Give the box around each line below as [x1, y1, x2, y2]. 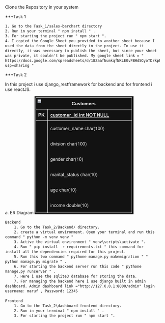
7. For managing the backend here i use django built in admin [14, 279, 146, 284]
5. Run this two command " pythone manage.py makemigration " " [14, 254, 148, 259]
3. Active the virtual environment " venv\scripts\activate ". [14, 239, 146, 244]
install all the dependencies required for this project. [5, 249, 126, 254]
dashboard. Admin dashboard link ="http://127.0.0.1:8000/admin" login [5, 284, 155, 289]
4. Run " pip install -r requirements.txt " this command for [14, 244, 144, 249]
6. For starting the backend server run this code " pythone [14, 264, 141, 269]
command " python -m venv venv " [5, 235, 74, 239]
